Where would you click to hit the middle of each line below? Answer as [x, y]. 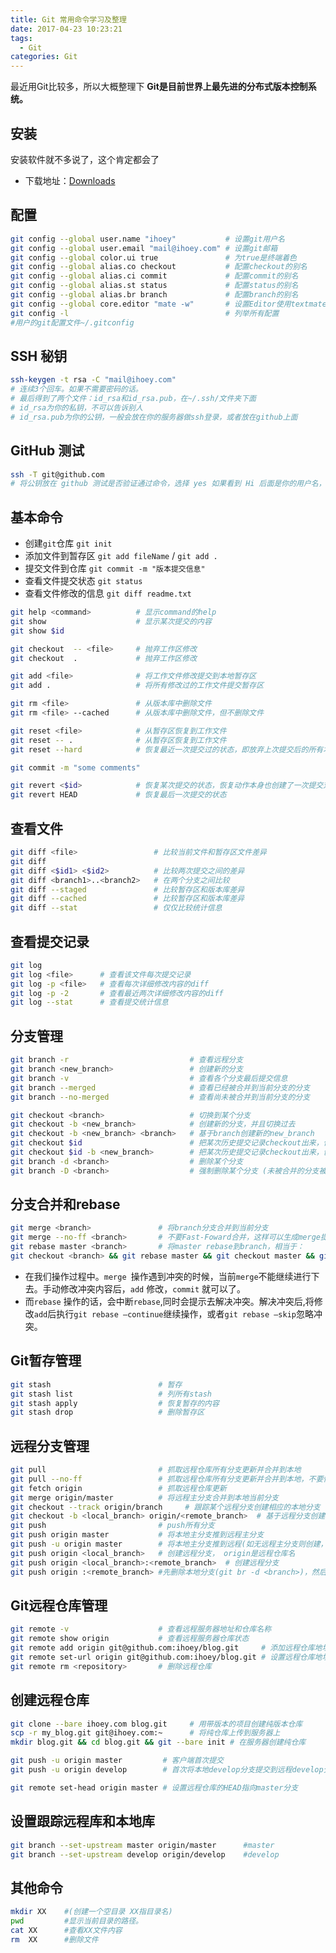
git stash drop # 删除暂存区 [107, 1412]
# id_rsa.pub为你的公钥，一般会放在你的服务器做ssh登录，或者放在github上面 [154, 417]
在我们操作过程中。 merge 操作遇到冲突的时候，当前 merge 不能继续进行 [168, 1276]
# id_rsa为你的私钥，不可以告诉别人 [76, 407]
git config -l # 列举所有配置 [145, 313]
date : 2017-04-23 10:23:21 [66, 29]
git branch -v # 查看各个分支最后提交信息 [149, 1078]
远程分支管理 [50, 1446]
